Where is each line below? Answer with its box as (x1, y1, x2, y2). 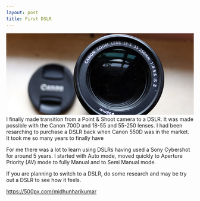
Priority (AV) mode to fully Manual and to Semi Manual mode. (6, 159, 157, 165)
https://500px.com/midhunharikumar (6, 188, 97, 195)
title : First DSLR (6, 15, 52, 22)
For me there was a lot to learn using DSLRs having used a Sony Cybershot (6, 146, 190, 153)
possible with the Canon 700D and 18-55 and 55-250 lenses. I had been (6, 122, 183, 129)
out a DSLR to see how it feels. (6, 177, 82, 183)
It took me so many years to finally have (6, 135, 104, 142)
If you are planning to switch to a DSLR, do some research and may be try (6, 170, 187, 177)
